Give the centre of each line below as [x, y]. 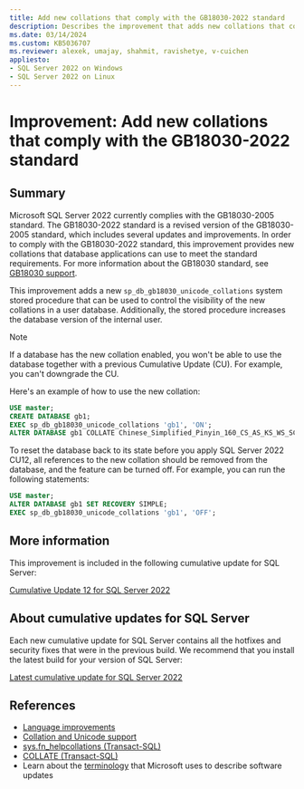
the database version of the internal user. [86, 319]
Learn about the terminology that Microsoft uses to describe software [152, 765]
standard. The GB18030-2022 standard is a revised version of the [132, 225]
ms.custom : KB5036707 [50, 43]
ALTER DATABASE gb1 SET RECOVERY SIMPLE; [89, 505]
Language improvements [69, 727]
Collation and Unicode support [80, 737]
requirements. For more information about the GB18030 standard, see [139, 263]
